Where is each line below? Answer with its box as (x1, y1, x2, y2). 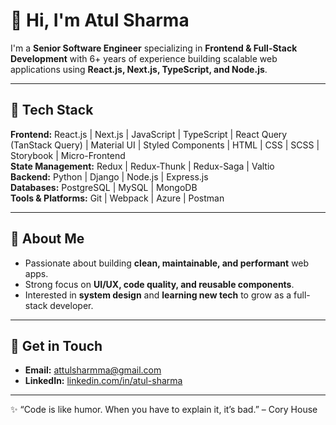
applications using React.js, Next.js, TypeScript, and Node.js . (10, 63, 268, 75)
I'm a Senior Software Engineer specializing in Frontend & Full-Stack (10, 42, 298, 54)
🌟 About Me (10, 230, 85, 248)
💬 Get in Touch (10, 337, 103, 354)
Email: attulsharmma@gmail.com (24, 364, 162, 376)
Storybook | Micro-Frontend (10, 149, 126, 161)
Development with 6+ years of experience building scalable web (10, 52, 278, 64)
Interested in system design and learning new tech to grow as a (24, 289, 292, 301)
